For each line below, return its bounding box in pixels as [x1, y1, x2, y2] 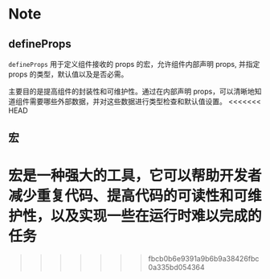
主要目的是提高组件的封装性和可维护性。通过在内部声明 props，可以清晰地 [8, 86, 255, 96]
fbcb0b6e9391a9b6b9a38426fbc [148, 254, 260, 264]
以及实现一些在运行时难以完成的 [51, 206, 263, 225]
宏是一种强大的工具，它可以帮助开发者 [8, 166, 263, 185]
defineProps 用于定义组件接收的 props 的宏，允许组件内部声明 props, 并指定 [8, 60, 260, 69]
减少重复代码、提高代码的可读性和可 [8, 186, 248, 205]
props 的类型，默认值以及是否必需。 [8, 69, 129, 79]
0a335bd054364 [148, 263, 205, 273]
